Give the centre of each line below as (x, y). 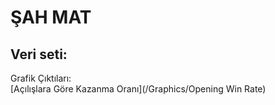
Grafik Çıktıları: (41, 78)
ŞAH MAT (51, 17)
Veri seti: (39, 54)
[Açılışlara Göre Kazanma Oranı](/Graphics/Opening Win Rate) (138, 89)
